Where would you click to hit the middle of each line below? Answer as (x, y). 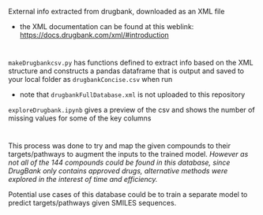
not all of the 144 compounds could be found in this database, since (119, 163)
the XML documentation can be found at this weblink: (107, 26)
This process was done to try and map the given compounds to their (120, 146)
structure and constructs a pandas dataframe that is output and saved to (126, 71)
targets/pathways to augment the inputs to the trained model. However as (128, 154)
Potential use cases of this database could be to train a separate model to (128, 195)
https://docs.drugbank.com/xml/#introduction (94, 35)
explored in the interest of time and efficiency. (83, 180)
